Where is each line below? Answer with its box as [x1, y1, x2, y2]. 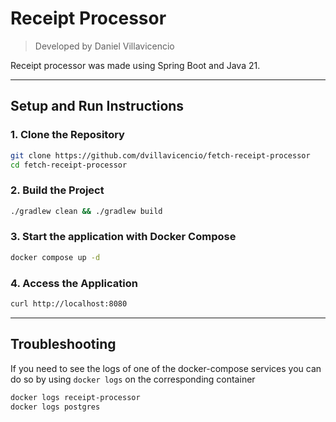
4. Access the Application [10, 276, 138, 290]
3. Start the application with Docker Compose [10, 230, 237, 244]
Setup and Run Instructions [10, 98, 185, 115]
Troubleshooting [10, 336, 117, 353]
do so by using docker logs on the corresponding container [10, 373, 256, 385]
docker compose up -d [10, 252, 101, 262]
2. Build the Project [10, 183, 105, 197]
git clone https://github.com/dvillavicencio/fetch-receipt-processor [10, 150, 311, 161]
